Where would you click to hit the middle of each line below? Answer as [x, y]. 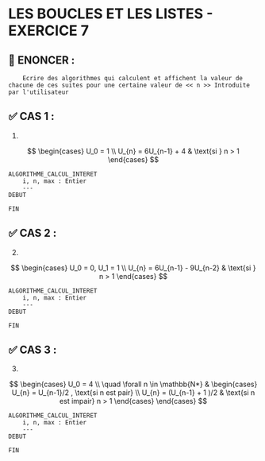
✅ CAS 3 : [33, 350]
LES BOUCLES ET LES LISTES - [111, 14]
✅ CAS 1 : [31, 116]
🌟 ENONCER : [42, 60]
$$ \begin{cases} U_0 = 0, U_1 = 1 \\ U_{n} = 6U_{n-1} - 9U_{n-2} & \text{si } [133, 268]
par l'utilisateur [38, 92]
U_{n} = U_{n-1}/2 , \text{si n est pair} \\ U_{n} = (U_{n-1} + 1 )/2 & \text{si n [133, 393]
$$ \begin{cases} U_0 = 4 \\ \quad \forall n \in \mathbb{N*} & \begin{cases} [133, 384]
